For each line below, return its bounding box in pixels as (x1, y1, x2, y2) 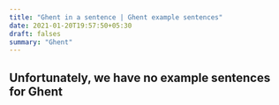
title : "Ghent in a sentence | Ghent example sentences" (9, 12, 223, 22)
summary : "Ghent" (9, 37, 73, 47)
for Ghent (9, 84, 64, 99)
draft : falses (9, 29, 62, 38)
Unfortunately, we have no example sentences (9, 70, 271, 85)
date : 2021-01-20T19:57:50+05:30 (9, 21, 132, 30)
